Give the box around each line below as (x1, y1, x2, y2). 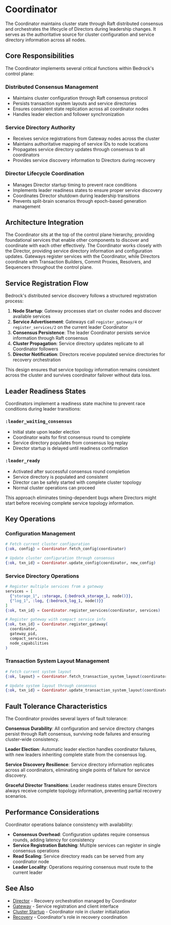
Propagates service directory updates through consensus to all (12, 147, 145, 153)
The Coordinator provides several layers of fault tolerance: (5, 716, 128, 722)
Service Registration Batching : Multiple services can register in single (12, 842, 161, 848)
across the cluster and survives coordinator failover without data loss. (5, 372, 152, 378)
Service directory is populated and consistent (12, 473, 108, 480)
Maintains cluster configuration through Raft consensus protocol (12, 95, 148, 101)
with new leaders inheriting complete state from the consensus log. (5, 752, 147, 758)
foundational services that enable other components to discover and (5, 237, 149, 243)
